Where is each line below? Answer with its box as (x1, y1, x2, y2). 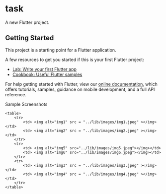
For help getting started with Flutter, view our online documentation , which (5, 81, 158, 87)
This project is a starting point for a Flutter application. (5, 47, 116, 53)
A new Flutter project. (5, 19, 50, 25)
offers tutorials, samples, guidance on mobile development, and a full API (5, 86, 155, 92)
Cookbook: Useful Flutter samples (12, 71, 83, 77)
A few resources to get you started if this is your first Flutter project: (5, 57, 144, 63)
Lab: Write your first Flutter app (12, 66, 77, 72)
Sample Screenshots (5, 101, 48, 107)
